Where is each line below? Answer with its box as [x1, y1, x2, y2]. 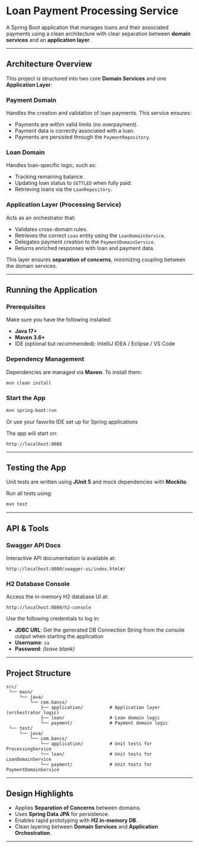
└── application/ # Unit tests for [40, 741, 152, 747]
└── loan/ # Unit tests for [40, 751, 152, 757]
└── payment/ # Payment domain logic [40, 720, 168, 727]
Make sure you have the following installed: [6, 316, 112, 324]
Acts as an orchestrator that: [6, 214, 76, 221]
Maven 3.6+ [14, 334, 46, 341]
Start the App [6, 394, 46, 402]
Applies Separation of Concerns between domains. [14, 804, 142, 811]
